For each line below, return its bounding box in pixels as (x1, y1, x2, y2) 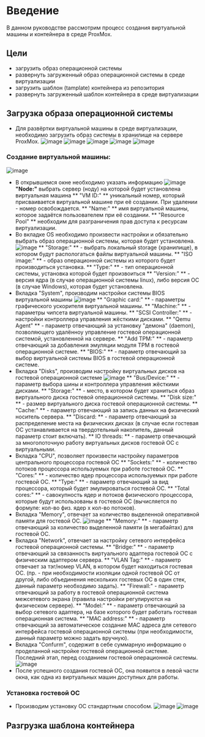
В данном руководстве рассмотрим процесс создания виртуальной (6, 24, 185, 31)
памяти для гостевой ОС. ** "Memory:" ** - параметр (15, 517, 179, 524)
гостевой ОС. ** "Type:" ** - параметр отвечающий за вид (15, 478, 169, 485)
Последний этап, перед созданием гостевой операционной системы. (15, 654, 198, 661)
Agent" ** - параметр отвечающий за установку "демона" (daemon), (15, 322, 195, 329)
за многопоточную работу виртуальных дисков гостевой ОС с (15, 439, 179, 446)
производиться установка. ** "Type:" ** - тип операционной (15, 263, 174, 270)
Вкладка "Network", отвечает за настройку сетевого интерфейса (15, 537, 185, 544)
